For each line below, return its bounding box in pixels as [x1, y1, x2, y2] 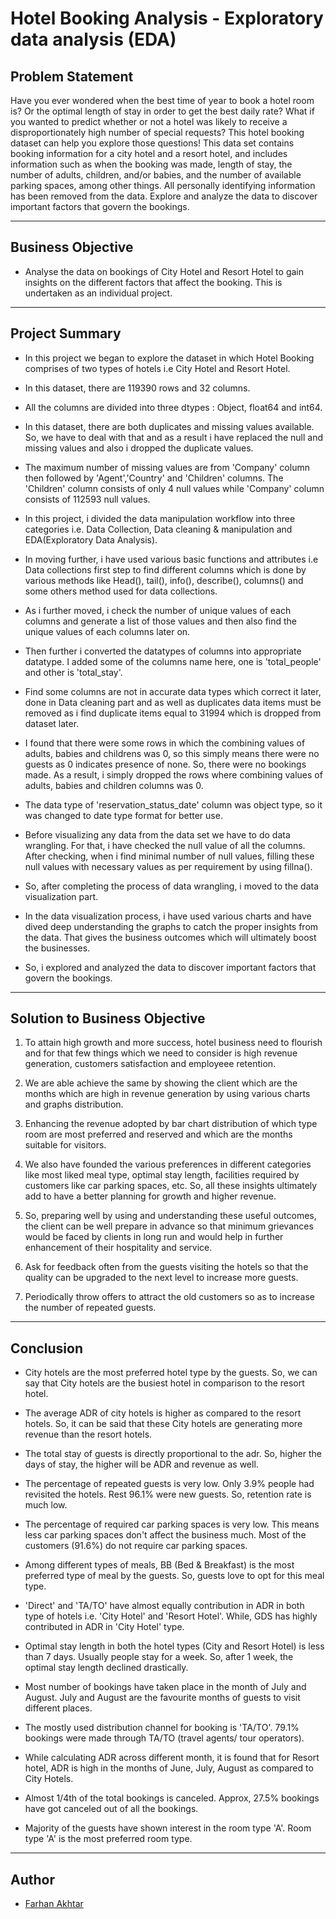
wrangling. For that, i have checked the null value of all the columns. [24, 839, 306, 851]
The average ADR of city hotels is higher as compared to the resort [24, 1407, 302, 1419]
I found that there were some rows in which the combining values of [24, 737, 306, 749]
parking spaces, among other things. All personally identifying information [10, 180, 316, 191]
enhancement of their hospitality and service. [24, 1242, 213, 1254]
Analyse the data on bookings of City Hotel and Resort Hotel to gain [24, 265, 305, 277]
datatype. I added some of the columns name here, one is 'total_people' [24, 655, 322, 667]
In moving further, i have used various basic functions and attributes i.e [24, 553, 319, 565]
